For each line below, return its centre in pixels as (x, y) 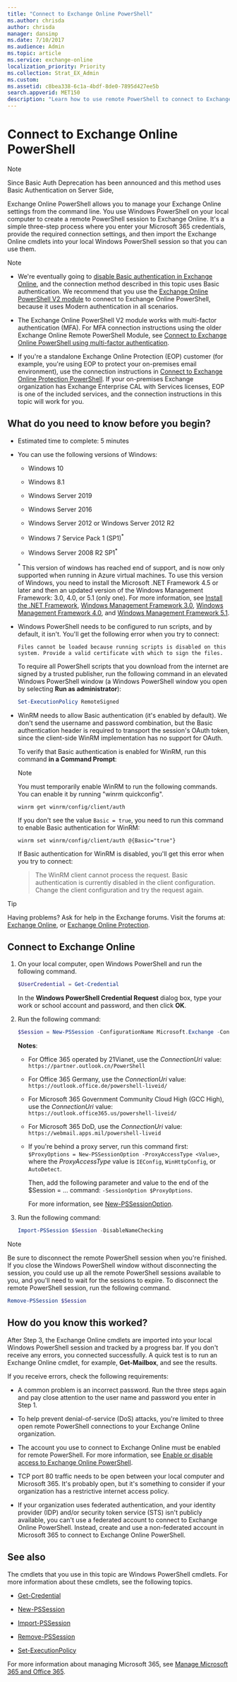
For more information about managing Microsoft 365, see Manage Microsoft (118, 1664)
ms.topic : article (34, 54)
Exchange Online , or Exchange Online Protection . (79, 924)
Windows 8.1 (46, 482)
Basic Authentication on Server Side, (61, 190)
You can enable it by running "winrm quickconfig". (90, 794)
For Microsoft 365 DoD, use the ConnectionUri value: (105, 1127)
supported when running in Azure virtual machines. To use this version (120, 575)
